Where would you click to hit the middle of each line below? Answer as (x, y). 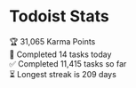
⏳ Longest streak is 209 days (63, 74)
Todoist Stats (59, 16)
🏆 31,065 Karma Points (52, 41)
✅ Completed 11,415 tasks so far (68, 63)
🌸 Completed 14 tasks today (60, 54)
